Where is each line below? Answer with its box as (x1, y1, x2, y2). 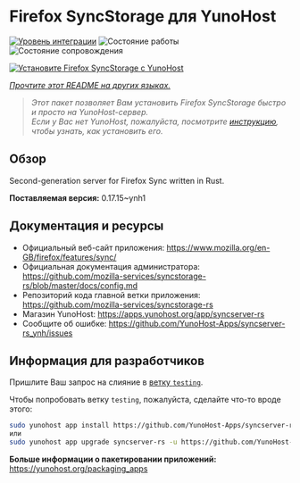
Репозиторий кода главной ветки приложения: (21, 289, 201, 300)
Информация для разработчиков (9, 353, 205, 368)
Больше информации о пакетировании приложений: (9, 454, 217, 464)
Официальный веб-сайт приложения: (21, 242, 165, 253)
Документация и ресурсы (9, 219, 164, 234)
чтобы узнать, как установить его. (30, 125, 163, 136)
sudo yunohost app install (9, 421, 110, 430)
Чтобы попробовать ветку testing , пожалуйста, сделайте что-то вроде (9, 395, 281, 405)
